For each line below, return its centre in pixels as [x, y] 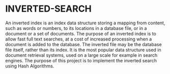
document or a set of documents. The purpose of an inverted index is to [81, 33]
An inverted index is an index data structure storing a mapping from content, [85, 23]
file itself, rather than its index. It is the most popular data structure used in [83, 50]
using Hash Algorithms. [30, 66]
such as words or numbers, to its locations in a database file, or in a [76, 28]
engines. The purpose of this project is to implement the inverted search [81, 60]
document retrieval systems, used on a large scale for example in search [81, 55]
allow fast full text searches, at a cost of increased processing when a [79, 39]
